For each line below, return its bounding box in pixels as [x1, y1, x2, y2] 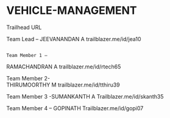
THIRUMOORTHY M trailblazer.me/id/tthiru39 [6, 81, 120, 88]
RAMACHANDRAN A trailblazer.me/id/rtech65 [6, 63, 121, 70]
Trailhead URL [6, 24, 42, 31]
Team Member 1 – [6, 52, 48, 58]
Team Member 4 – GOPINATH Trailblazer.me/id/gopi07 [6, 104, 144, 112]
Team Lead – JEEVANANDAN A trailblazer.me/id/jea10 [6, 35, 141, 42]
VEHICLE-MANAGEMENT [6, 4, 137, 18]
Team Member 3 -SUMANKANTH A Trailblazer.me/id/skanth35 [6, 93, 164, 100]
